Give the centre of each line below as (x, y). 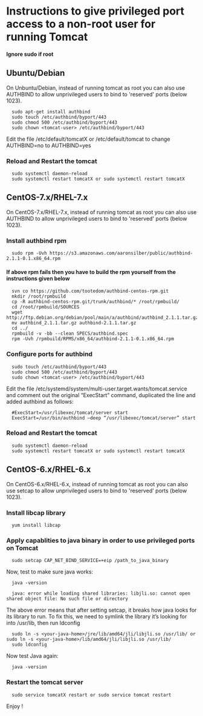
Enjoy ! (15, 706)
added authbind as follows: (40, 401)
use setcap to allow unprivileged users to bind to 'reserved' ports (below (97, 490)
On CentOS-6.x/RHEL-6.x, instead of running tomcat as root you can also (97, 484)
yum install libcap (36, 525)
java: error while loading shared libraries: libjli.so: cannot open (101, 594)
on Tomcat (22, 548)
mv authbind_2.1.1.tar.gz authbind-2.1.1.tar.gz (74, 323)
